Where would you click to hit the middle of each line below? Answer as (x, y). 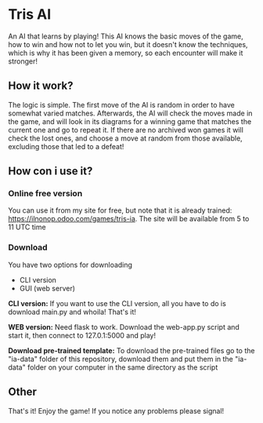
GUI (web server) (47, 288)
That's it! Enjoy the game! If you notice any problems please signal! (116, 410)
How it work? (41, 86)
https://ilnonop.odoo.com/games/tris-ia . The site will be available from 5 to (129, 219)
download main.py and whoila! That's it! (72, 312)
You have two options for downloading (70, 264)
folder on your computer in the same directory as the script (122, 367)
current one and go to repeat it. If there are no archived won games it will (126, 129)
